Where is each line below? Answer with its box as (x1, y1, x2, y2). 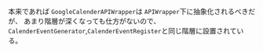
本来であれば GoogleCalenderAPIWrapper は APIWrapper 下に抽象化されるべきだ (8, 7, 256, 16)
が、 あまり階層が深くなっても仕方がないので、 (8, 16, 161, 26)
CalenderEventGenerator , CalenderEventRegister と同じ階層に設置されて (8, 26, 237, 35)
